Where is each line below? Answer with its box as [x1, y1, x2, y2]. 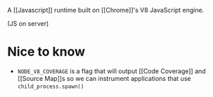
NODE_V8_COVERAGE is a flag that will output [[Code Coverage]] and [17, 66, 206, 75]
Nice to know [7, 44, 86, 60]
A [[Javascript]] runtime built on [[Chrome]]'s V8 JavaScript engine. [7, 6, 205, 14]
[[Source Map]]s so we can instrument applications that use [17, 74, 191, 82]
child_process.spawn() [17, 83, 84, 90]
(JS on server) [7, 20, 49, 27]
